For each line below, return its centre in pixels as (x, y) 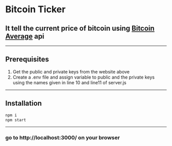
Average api (25, 36)
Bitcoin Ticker (35, 9)
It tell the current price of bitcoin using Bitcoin (80, 28)
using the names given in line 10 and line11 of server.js (69, 82)
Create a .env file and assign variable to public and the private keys (84, 77)
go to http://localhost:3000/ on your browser (63, 138)
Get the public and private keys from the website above (71, 71)
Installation (24, 103)
